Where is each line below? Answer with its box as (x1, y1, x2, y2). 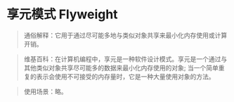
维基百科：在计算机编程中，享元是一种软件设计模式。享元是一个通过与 (23, 54, 228, 63)
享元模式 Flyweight (6, 6, 118, 23)
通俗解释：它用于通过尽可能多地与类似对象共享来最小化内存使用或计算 (23, 31, 228, 39)
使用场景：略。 (23, 87, 67, 96)
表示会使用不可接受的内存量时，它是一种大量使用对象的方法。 (36, 72, 215, 81)
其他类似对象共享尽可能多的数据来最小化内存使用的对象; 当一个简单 (23, 63, 219, 72)
